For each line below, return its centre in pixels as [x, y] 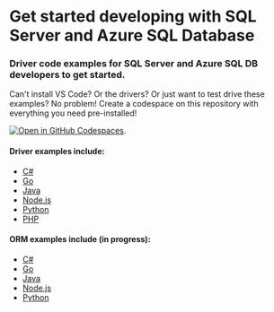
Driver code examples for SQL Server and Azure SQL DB [134, 64]
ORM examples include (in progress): [80, 239]
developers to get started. [67, 75]
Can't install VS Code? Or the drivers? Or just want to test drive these [137, 94]
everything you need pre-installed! [73, 113]
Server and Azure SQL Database [132, 35]
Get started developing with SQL [133, 17]
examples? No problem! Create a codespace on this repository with [134, 104]
